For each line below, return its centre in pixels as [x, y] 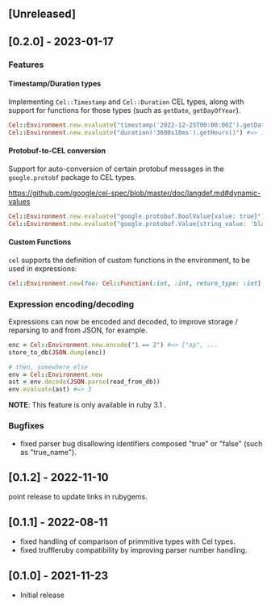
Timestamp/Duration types [55, 84]
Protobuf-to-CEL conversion [57, 151]
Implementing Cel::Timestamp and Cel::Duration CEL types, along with [126, 102]
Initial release [42, 595]
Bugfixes [26, 426]
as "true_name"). [48, 452]
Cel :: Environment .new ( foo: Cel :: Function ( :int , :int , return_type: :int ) [135, 283]
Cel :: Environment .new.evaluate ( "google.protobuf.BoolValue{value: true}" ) [137, 216]
